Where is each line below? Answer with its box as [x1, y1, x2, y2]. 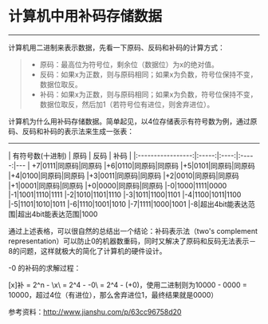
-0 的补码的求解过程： [8, 263, 81, 272]
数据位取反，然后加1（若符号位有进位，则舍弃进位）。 [39, 99, 215, 109]
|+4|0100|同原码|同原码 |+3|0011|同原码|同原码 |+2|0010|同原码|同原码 [8, 171, 239, 180]
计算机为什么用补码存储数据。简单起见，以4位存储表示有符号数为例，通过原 [8, 117, 258, 126]
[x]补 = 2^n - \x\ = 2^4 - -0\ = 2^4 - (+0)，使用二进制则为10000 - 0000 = [8, 280, 247, 290]
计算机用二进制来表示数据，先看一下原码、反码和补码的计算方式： [8, 42, 225, 52]
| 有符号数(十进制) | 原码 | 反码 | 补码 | [8, 151, 132, 160]
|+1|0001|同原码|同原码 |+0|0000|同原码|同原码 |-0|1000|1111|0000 [8, 180, 227, 190]
